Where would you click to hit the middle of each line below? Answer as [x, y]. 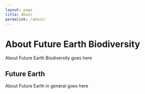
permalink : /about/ [26, 19]
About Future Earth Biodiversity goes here [49, 58]
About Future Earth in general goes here [47, 86]
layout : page [19, 10]
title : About [19, 15]
